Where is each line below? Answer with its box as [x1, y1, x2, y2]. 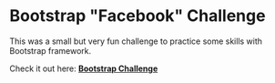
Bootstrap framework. [9, 45, 92, 56]
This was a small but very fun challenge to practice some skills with [9, 36, 262, 47]
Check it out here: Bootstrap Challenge [9, 63, 158, 74]
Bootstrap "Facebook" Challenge [9, 5, 266, 26]
